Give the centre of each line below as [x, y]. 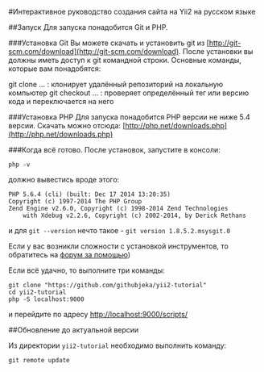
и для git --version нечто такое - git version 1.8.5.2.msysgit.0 [120, 230]
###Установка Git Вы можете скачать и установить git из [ [109, 43]
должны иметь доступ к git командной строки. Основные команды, [125, 60]
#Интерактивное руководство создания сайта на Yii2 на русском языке [132, 12]
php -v [19, 165]
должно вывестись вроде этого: [64, 180]
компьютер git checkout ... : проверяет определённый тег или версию [129, 93]
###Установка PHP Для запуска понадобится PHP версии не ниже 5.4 [130, 117]
